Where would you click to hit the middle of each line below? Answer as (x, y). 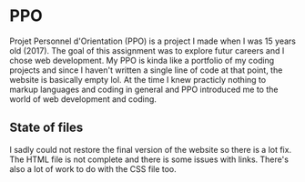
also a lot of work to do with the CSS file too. (93, 168)
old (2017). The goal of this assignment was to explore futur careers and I (147, 50)
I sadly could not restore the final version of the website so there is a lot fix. (151, 149)
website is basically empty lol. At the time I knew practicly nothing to (138, 79)
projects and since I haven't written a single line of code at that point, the (146, 70)
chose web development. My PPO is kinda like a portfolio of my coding (142, 60)
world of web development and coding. (83, 99)
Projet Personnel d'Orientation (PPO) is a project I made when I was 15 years (152, 41)
